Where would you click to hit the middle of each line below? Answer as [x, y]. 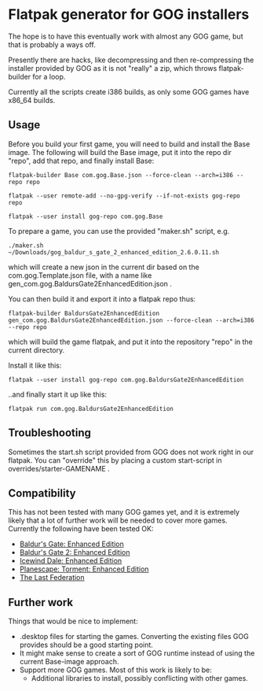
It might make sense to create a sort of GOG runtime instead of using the [137, 653]
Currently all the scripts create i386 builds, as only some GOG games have [129, 91]
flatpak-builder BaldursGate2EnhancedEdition [84, 313]
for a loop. [49, 76]
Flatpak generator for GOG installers [129, 15]
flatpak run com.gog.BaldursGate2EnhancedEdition [91, 408]
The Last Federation [52, 578]
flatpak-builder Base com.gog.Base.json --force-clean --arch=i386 [121, 175]
